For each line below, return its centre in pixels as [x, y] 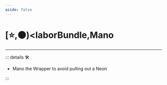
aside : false [19, 10]
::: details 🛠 [17, 57]
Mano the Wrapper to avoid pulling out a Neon [60, 68]
